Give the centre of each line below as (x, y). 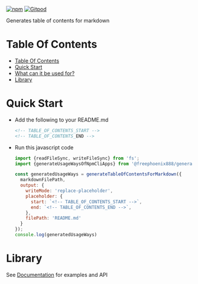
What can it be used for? (45, 73)
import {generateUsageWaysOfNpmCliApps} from (72, 164)
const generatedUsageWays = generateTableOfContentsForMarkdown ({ (98, 174)
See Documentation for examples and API (57, 275)
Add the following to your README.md (61, 120)
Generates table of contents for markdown (58, 20)
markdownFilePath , (43, 180)
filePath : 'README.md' (53, 218)
